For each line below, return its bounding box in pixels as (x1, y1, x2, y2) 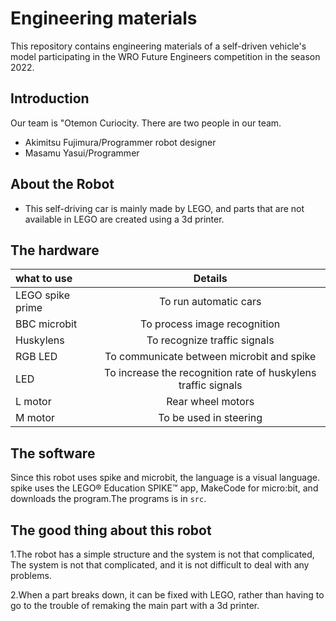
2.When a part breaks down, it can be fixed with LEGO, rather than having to (10, 589, 325, 601)
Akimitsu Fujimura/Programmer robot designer (24, 136, 217, 148)
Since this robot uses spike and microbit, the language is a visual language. (10, 472, 321, 484)
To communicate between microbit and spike (104, 350, 317, 364)
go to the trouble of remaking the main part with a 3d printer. (10, 600, 260, 611)
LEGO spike (15, 288, 70, 302)
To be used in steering (158, 411, 263, 425)
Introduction (10, 90, 90, 107)
